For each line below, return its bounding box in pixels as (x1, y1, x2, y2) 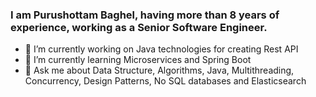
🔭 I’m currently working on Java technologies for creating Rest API (24, 43, 299, 55)
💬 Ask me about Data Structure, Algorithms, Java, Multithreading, (24, 64, 295, 77)
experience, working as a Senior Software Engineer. (10, 20, 268, 34)
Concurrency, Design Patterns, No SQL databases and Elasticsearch (24, 75, 307, 87)
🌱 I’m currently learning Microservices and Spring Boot (24, 54, 252, 66)
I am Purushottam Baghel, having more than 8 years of (10, 8, 280, 22)
